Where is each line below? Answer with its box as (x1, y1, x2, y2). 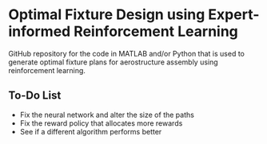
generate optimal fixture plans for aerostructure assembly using (8, 57, 218, 67)
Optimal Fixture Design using (8, 6, 205, 24)
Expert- (207, 6, 260, 24)
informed (8, 22, 71, 41)
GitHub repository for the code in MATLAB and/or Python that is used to (8, 49, 245, 58)
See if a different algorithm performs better (19, 126, 162, 136)
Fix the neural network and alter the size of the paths (19, 110, 194, 119)
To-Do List (8, 89, 62, 103)
